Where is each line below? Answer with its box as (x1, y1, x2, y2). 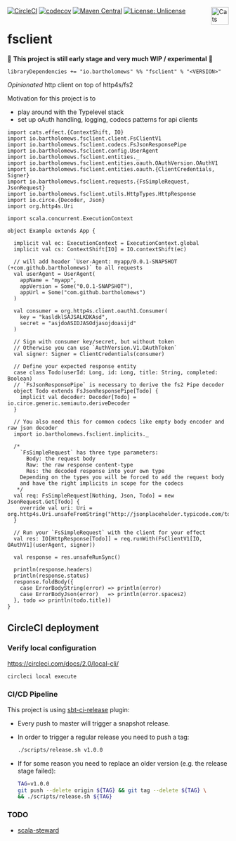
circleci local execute (7, 673, 77, 680)
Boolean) (7, 375, 33, 382)
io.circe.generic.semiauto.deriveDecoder (7, 400, 131, 407)
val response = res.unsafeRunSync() (13, 553, 121, 561)
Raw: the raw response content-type (25, 461, 133, 468)
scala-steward (17, 826, 60, 834)
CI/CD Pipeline (7, 690, 58, 700)
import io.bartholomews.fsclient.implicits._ (13, 430, 150, 438)
